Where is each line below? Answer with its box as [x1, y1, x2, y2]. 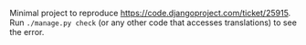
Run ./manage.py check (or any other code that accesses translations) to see [9, 17, 297, 28]
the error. [9, 27, 45, 37]
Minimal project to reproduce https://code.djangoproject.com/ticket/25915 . [9, 8, 291, 18]
